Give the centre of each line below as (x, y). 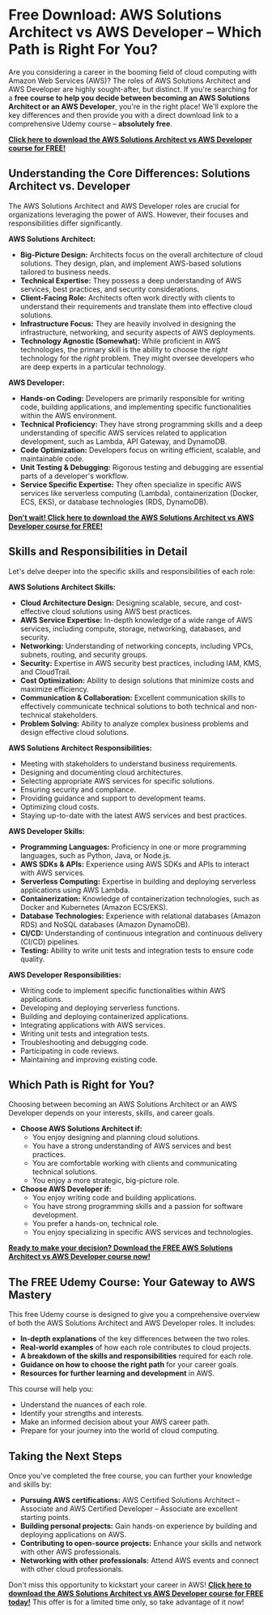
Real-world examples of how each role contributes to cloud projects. (136, 1347)
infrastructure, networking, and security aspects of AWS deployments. (138, 332)
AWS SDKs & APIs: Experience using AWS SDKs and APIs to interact (134, 864)
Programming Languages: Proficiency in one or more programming (133, 847)
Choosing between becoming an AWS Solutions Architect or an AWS (123, 1104)
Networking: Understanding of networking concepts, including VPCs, (136, 646)
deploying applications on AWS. (73, 1535)
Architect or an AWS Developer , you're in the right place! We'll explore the (133, 106)
